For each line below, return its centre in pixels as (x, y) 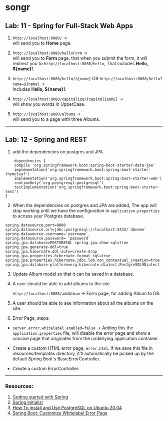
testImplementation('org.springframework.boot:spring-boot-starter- (87, 187)
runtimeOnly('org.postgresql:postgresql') (59, 183)
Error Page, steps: (31, 318)
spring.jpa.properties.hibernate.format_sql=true (58, 256)
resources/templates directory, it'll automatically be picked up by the (83, 353)
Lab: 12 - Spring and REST (46, 140)
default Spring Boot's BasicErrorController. (56, 359)
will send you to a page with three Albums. (56, 119)
